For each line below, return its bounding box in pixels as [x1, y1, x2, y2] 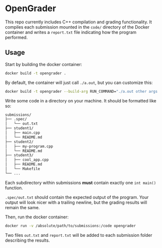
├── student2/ [5, 139, 34, 144]
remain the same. [5, 204, 40, 210]
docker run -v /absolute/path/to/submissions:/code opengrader [5, 223, 136, 228]
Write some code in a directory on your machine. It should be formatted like [5, 98, 157, 103]
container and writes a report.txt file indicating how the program [5, 29, 137, 35]
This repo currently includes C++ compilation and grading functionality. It [5, 19, 152, 25]
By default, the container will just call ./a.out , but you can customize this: [5, 80, 153, 85]
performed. [5, 34, 28, 40]
